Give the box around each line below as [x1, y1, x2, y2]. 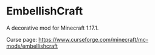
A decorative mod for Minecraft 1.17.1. [6, 24, 99, 31]
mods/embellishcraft [6, 42, 58, 50]
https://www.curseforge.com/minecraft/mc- [38, 36, 149, 43]
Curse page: [6, 36, 38, 43]
